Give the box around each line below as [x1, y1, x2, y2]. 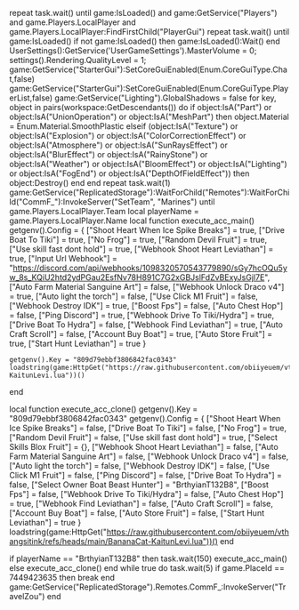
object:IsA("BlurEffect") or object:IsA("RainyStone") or [9, 149, 208, 159]
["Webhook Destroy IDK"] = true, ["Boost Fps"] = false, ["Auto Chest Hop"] [9, 301, 284, 310]
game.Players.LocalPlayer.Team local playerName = [9, 206, 200, 216]
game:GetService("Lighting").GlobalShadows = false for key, [54, 92, 278, 103]
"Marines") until [157, 197, 215, 207]
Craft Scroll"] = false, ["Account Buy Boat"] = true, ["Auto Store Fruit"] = [9, 329, 273, 339]
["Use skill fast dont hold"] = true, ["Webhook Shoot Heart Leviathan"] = [9, 244, 274, 254]
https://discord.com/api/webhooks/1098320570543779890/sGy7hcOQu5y [12, 262, 287, 273]
